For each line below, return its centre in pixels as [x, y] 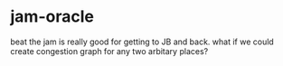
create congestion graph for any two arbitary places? [109, 51]
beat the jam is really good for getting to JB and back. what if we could [142, 42]
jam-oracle [52, 17]
